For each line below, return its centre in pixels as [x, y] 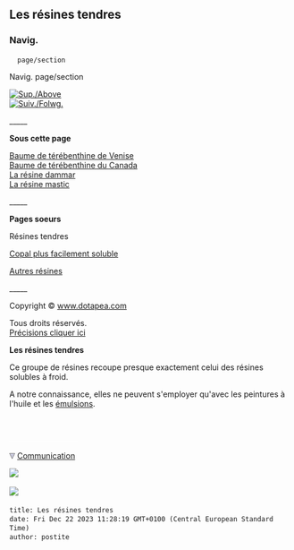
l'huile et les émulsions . [52, 403]
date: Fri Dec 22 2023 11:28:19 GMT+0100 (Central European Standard [142, 519]
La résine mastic [39, 184]
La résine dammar [42, 175]
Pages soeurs [35, 219]
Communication [46, 455]
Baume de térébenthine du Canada [74, 165]
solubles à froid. [39, 376]
